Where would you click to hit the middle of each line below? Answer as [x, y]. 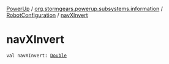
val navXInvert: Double [37, 56]
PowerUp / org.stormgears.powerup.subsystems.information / [85, 9]
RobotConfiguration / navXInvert [47, 15]
